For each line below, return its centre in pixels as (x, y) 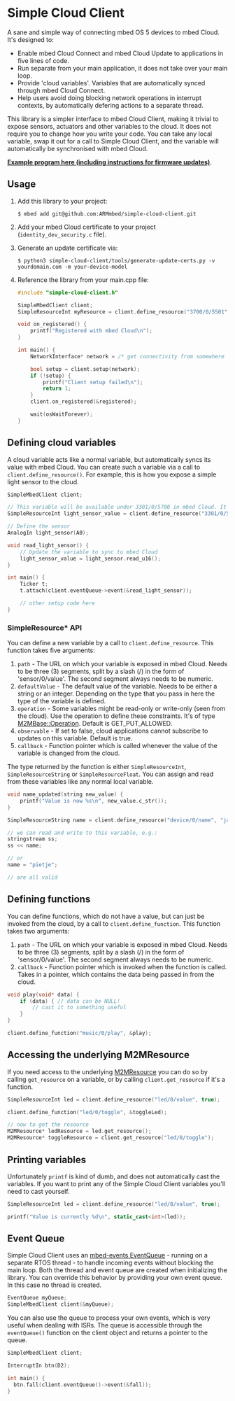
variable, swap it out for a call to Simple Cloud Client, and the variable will (113, 141)
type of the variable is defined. (62, 701)
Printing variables (47, 1160)
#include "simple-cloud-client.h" (67, 293)
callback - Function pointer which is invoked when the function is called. (122, 966)
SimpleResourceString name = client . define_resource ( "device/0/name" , (112, 820)
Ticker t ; (34, 584)
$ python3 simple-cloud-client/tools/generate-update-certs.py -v (116, 260)
